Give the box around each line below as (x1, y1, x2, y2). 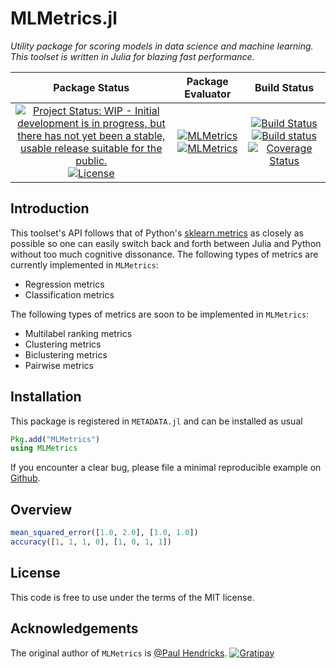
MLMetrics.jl (10, 7, 118, 30)
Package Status (53, 80, 130, 94)
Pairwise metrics (24, 359, 94, 371)
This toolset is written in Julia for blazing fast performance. (10, 50, 255, 62)
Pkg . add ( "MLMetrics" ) (10, 434, 101, 444)
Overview (10, 501, 73, 518)
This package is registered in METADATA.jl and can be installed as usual (10, 415, 303, 427)
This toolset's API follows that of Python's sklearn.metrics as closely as (10, 227, 304, 239)
